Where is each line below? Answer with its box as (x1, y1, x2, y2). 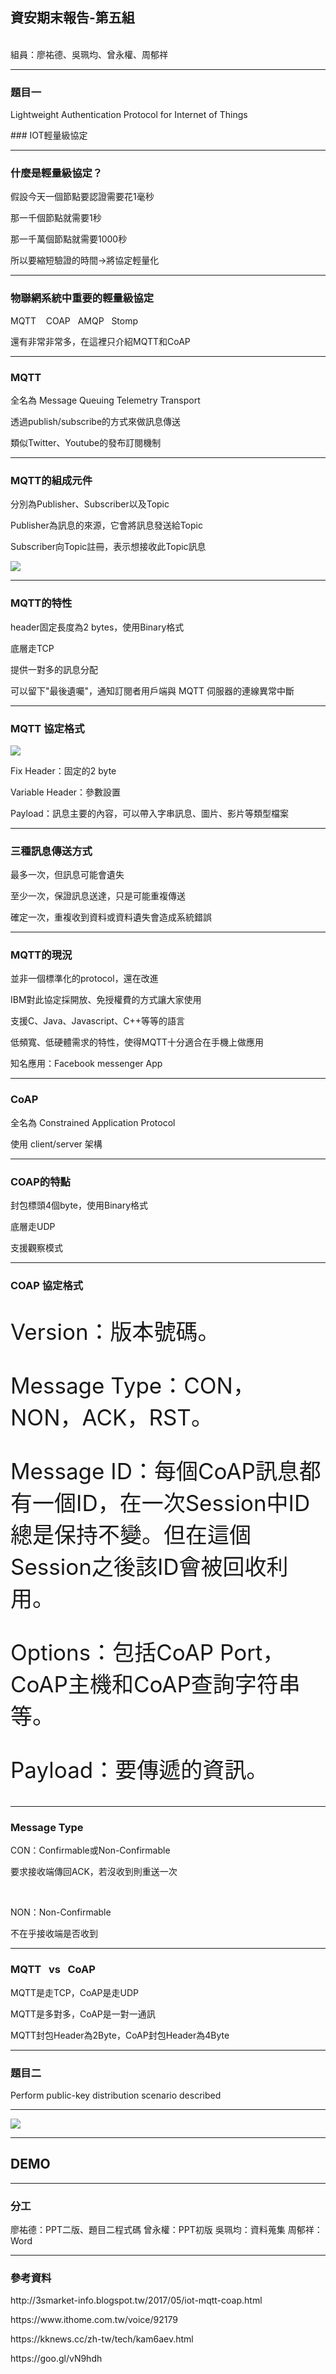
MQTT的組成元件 (10, 473, 93, 487)
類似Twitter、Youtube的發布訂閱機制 (10, 437, 162, 448)
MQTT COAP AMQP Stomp (10, 314, 139, 327)
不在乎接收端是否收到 (10, 1928, 98, 1940)
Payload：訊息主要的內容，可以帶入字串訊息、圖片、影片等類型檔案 (10, 807, 289, 819)
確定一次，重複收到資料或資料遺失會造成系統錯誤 (10, 911, 212, 923)
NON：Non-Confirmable (10, 1906, 112, 1918)
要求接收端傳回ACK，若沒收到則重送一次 (10, 1866, 178, 1878)
